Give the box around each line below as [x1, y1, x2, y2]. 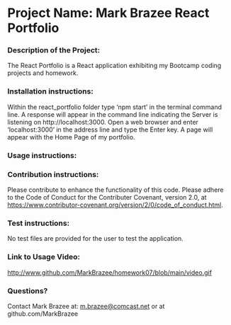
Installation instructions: [7, 86, 94, 96]
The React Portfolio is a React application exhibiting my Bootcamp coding [7, 62, 222, 70]
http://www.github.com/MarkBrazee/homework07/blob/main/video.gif [7, 268, 213, 277]
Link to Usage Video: [7, 252, 80, 262]
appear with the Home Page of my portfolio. [7, 132, 136, 141]
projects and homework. [7, 69, 79, 77]
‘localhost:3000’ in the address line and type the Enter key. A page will [7, 125, 213, 134]
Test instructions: [7, 218, 69, 228]
